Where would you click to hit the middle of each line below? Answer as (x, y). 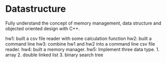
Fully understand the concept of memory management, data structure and (84, 23)
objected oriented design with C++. (43, 28)
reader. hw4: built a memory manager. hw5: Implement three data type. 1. (82, 49)
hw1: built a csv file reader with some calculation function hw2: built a (78, 38)
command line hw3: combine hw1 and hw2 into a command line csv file (80, 44)
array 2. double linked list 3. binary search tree (54, 55)
